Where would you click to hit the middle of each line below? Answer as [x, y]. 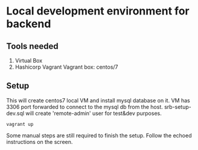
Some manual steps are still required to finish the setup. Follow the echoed [99, 135]
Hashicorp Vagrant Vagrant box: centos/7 [67, 67]
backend [29, 24]
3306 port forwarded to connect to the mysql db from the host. [85, 107]
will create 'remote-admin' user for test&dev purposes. [94, 113]
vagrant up [20, 124]
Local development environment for [98, 11]
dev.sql [15, 113]
